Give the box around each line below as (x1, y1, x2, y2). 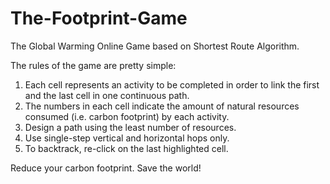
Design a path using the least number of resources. (24, 121, 237, 133)
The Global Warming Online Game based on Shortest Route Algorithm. (10, 40, 300, 52)
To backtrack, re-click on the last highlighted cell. (24, 142, 229, 154)
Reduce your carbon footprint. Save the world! (10, 162, 202, 174)
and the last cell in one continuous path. (24, 89, 190, 101)
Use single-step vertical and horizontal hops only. (24, 132, 230, 144)
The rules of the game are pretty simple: (10, 59, 177, 71)
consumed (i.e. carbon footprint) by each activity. (24, 110, 230, 122)
